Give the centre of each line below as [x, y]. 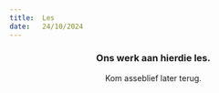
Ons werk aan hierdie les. [153, 58]
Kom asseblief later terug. [153, 77]
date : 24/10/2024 [47, 26]
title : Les [32, 18]
